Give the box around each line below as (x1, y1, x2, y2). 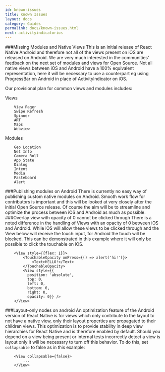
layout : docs (5, 16, 32, 21)
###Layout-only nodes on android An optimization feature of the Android (5, 307, 155, 313)
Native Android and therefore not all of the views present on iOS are (5, 49, 144, 55)
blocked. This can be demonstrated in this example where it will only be (5, 236, 152, 242)
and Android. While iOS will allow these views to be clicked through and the (5, 225, 159, 231)
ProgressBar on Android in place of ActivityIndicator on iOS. (5, 76, 128, 82)
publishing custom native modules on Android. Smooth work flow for (5, 193, 145, 199)
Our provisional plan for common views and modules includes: (5, 86, 133, 91)
